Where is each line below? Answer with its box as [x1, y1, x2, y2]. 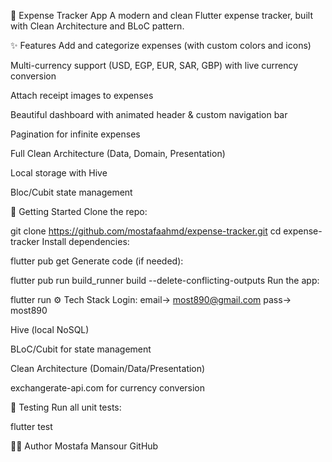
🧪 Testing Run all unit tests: [10, 401, 122, 413]
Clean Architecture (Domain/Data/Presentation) [10, 363, 206, 374]
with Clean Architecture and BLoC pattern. [10, 20, 185, 32]
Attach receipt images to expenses [10, 90, 154, 101]
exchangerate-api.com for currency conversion [10, 382, 206, 394]
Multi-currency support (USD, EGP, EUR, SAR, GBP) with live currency [10, 60, 299, 71]
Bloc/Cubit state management [10, 186, 133, 198]
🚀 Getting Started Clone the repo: [10, 206, 148, 217]
